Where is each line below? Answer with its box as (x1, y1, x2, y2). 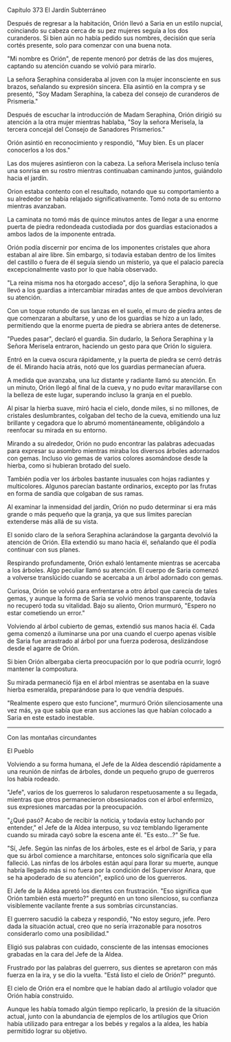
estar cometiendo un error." (7, 609, 85, 617)
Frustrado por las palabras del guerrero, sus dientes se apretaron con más (7, 963, 218, 972)
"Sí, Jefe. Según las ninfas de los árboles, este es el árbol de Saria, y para (7, 844, 217, 852)
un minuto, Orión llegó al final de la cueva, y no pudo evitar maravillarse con (7, 383, 222, 392)
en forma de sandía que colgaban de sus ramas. (7, 490, 144, 497)
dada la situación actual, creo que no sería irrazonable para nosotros (7, 922, 202, 930)
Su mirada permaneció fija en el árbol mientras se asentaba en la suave (7, 679, 210, 686)
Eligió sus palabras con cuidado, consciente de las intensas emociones (7, 943, 209, 951)
